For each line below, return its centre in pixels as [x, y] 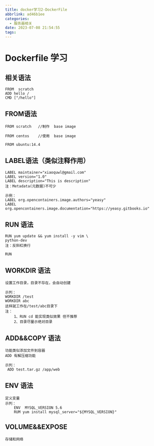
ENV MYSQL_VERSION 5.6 [38, 408]
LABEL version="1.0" [26, 177]
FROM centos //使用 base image [41, 136]
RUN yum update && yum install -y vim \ [47, 236]
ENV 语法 [19, 386]
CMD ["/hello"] [21, 98]
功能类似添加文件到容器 [25, 351]
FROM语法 [21, 114]
